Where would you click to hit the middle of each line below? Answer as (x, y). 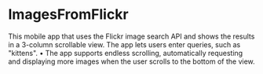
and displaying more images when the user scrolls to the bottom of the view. (131, 61)
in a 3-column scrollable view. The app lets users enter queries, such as (124, 44)
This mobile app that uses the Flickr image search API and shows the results (131, 36)
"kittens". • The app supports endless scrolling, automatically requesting (126, 53)
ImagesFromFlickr (68, 15)
